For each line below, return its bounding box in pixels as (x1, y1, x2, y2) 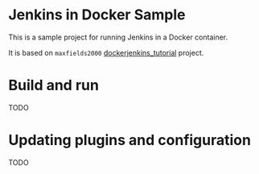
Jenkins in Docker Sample (8, 6, 186, 24)
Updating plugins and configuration (8, 131, 252, 150)
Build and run (8, 77, 99, 94)
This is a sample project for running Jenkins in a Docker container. (8, 32, 228, 42)
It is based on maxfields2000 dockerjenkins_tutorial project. (8, 48, 204, 57)
